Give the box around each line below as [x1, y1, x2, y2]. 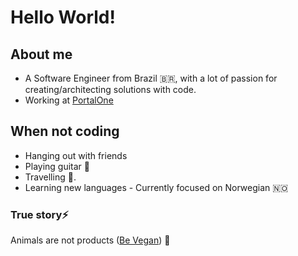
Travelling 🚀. [24, 171, 77, 183]
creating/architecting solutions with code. [24, 84, 197, 95]
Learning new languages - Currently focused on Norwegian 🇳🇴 [24, 181, 289, 193]
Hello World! [10, 6, 116, 29]
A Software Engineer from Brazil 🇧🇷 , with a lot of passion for [24, 72, 278, 84]
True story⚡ [10, 207, 69, 221]
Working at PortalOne [24, 94, 114, 106]
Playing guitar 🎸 [24, 160, 90, 172]
